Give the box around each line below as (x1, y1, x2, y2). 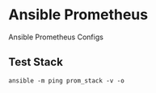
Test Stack (8, 55, 63, 69)
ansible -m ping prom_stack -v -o (8, 76, 125, 85)
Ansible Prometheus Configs (8, 32, 103, 42)
